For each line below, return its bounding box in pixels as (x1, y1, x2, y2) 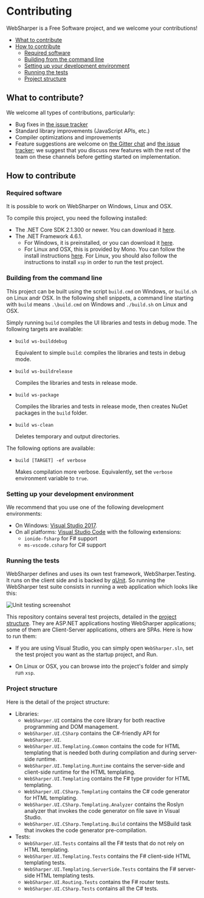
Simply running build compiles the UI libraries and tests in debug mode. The (6, 318, 197, 326)
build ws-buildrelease (15, 368, 73, 374)
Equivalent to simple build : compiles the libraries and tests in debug (15, 349, 186, 356)
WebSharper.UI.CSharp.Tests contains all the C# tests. (24, 885, 159, 892)
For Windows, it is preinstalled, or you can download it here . (24, 239, 174, 247)
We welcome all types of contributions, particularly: (6, 108, 135, 116)
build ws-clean (15, 422, 54, 428)
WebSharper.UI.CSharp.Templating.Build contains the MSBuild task (24, 820, 192, 827)
